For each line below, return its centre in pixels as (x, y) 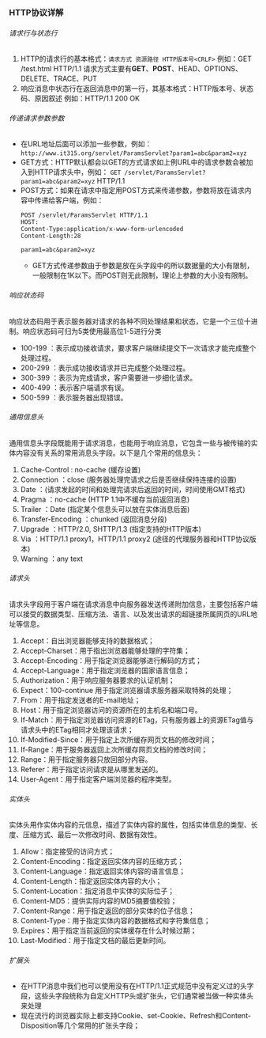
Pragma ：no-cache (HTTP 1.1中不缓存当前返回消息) (105, 499)
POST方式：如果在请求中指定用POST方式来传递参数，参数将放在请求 (132, 191)
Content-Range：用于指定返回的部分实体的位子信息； (108, 911)
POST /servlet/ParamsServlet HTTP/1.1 (84, 215)
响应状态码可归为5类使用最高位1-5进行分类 (92, 331)
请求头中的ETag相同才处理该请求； (77, 729)
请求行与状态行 (33, 32)
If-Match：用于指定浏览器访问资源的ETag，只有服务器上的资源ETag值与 (137, 720)
